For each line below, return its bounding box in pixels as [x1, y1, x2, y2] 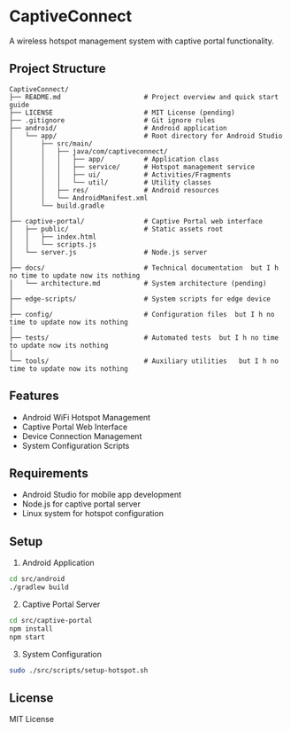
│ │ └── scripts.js [9, 240, 97, 249]
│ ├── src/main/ [9, 139, 93, 148]
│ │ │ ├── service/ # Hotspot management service [9, 162, 255, 171]
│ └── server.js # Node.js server [9, 248, 208, 256]
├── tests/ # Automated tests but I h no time [9, 333, 279, 342]
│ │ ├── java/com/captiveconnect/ [9, 146, 168, 156]
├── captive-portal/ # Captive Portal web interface [9, 216, 264, 225]
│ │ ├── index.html [9, 232, 97, 241]
